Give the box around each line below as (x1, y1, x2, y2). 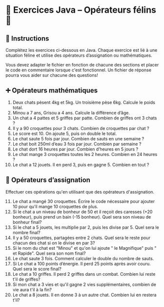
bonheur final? (12, 219, 42, 225)
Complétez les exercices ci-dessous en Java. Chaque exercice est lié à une (5, 47, 158, 53)
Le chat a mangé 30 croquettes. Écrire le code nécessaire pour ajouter (12, 198, 155, 204)
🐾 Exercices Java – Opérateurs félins (5, 4, 157, 16)
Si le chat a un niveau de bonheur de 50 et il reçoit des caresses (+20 (12, 209, 153, 215)
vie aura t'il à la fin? (12, 286, 52, 292)
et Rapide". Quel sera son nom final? (12, 250, 86, 256)
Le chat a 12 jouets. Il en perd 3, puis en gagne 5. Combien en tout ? (12, 161, 149, 168)
